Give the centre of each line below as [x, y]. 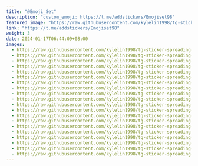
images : [16, 45]
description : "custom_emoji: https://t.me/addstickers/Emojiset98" [91, 17]
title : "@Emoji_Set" [32, 11]
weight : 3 [18, 34]
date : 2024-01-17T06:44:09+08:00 [47, 39]
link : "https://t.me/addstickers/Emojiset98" [63, 28]
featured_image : [26, 22]
